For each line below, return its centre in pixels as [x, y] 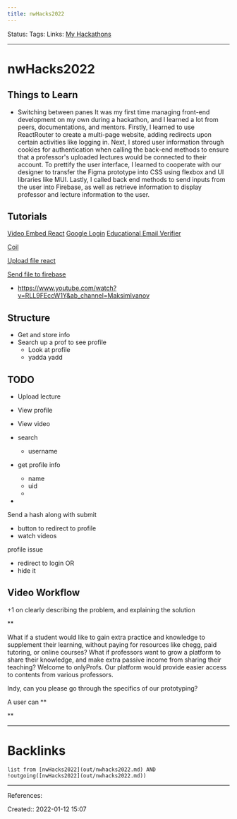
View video [34, 424]
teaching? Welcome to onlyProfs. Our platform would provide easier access [117, 667]
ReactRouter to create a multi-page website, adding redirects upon [114, 134]
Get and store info [44, 335]
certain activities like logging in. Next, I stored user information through [121, 142]
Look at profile [49, 350]
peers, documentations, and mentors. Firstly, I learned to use [106, 127]
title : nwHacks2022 [36, 14]
